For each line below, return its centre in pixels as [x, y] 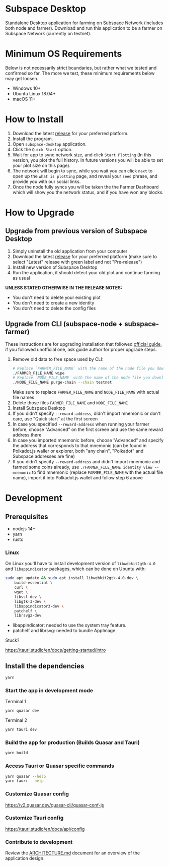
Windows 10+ [27, 88]
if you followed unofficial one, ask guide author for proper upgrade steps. [81, 349]
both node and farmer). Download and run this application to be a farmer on [84, 28]
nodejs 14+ [24, 529]
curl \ [21, 588]
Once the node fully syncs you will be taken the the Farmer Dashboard [86, 187]
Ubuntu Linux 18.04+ [34, 93]
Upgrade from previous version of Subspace [76, 231]
